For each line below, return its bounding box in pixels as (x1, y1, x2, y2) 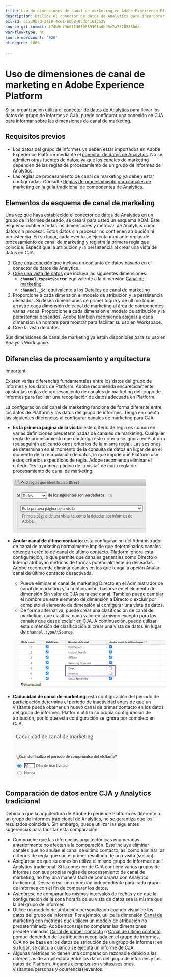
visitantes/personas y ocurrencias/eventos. (12, 966, 104, 972)
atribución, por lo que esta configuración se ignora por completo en (12, 715, 155, 721)
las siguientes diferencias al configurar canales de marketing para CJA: (5, 415, 155, 421)
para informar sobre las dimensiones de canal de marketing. (5, 118, 131, 124)
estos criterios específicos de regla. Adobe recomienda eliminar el (12, 457, 152, 463)
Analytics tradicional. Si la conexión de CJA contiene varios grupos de (12, 864, 160, 870)
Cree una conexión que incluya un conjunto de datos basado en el (12, 260, 152, 266)
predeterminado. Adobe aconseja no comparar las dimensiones (12, 923, 147, 929)
